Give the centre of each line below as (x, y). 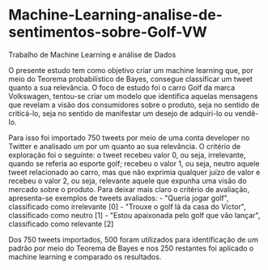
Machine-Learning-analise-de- (115, 15)
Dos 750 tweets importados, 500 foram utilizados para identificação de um (134, 239)
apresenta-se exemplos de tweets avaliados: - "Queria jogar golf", (119, 198)
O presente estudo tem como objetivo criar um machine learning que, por (131, 70)
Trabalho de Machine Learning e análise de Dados (92, 54)
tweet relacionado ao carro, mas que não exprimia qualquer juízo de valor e (134, 172)
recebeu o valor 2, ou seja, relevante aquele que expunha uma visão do (128, 181)
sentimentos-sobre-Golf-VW (108, 32)
